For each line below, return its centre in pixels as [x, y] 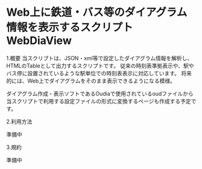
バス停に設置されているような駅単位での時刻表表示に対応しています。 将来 [99, 73]
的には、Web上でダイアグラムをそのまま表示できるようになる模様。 [91, 81]
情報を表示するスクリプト [70, 27]
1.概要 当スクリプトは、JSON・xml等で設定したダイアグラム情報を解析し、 [99, 58]
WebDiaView [39, 41]
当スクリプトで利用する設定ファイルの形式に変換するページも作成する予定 [99, 101]
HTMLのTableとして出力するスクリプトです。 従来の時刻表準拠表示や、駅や [100, 65]
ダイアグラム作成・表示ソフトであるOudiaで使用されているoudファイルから [100, 94]
